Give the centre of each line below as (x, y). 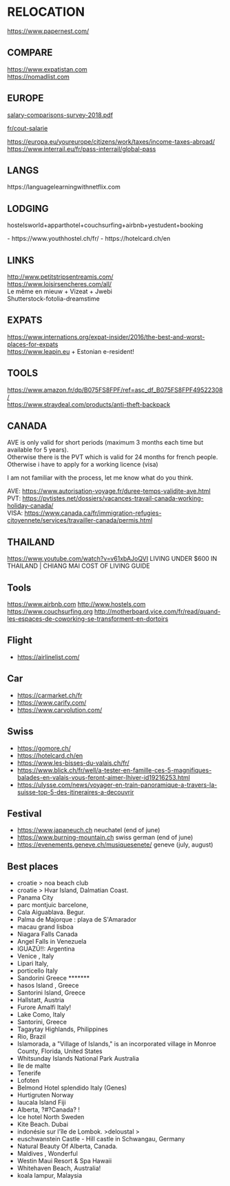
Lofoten (28, 1081)
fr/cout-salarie (28, 128)
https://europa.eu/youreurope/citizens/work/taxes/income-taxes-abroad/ (111, 141)
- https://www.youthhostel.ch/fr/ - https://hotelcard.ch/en (89, 239)
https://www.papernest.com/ (48, 31)
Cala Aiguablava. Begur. (51, 912)
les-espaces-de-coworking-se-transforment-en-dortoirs (88, 619)
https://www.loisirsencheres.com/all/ (60, 284)
